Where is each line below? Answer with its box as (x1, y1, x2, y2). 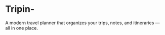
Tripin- (5, 3, 34, 15)
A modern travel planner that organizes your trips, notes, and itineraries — (5, 20, 160, 26)
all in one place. (5, 25, 38, 31)
